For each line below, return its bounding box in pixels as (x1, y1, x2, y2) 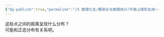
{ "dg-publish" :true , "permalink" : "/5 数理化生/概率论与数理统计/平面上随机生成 (5, 7, 155, 12)
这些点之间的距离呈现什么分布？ (5, 21, 69, 26)
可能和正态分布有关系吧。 (5, 27, 57, 33)
